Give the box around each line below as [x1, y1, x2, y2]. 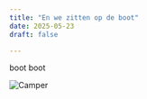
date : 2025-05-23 [9, 22, 75, 31]
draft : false [9, 30, 59, 39]
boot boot [9, 62, 46, 73]
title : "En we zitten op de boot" [9, 13, 140, 22]
